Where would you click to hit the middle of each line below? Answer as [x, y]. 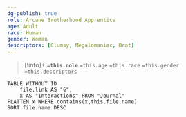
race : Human [24, 33]
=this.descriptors [50, 72]
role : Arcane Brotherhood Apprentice [62, 20]
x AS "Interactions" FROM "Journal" [73, 96]
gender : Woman [28, 39]
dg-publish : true [32, 13]
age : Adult [23, 26]
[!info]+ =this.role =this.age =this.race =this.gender [102, 65]
